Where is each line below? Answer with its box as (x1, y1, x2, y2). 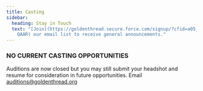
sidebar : (6, 15, 28, 21)
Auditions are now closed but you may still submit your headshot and (6, 65, 178, 73)
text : (11, 25, 26, 32)
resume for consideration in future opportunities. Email (6, 72, 143, 79)
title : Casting (6, 8, 45, 15)
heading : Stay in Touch (11, 20, 71, 26)
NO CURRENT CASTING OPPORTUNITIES (6, 52, 129, 60)
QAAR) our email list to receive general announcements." (17, 32, 166, 38)
